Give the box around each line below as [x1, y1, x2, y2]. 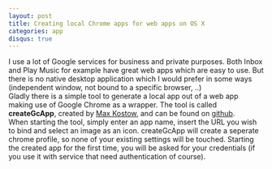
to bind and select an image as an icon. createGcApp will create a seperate [8, 126, 259, 136]
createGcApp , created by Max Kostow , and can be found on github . [8, 109, 235, 119]
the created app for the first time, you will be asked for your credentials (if [8, 143, 256, 153]
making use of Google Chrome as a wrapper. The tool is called [8, 100, 218, 110]
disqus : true [8, 34, 53, 43]
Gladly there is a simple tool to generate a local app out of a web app [8, 91, 239, 102]
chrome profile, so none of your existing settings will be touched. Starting [8, 135, 254, 145]
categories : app [8, 27, 63, 35]
